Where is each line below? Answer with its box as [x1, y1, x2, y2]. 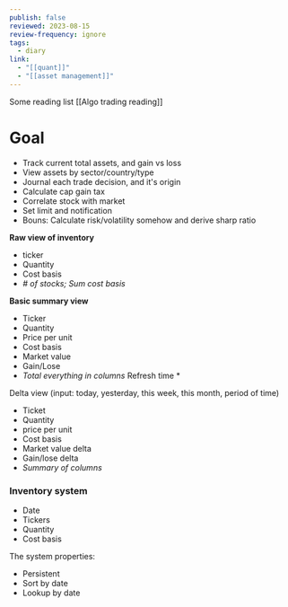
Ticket [22, 405, 47, 416]
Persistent [22, 567, 60, 579]
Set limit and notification [22, 205, 112, 216]
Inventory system [9, 484, 88, 497]
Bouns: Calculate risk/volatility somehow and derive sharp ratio [22, 215, 257, 225]
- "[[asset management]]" [17, 72, 115, 81]
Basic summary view [9, 295, 89, 306]
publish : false [9, 13, 66, 22]
